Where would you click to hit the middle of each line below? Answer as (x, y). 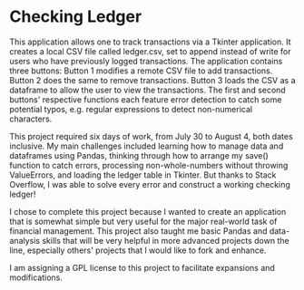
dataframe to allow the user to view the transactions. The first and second (147, 90)
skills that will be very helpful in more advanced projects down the (166, 240)
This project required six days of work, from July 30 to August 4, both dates (151, 136)
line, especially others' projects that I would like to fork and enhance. (138, 250)
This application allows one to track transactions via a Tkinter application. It (151, 42)
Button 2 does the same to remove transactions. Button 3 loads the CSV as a (152, 80)
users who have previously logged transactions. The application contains (146, 61)
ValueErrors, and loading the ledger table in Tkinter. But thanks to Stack (143, 175)
